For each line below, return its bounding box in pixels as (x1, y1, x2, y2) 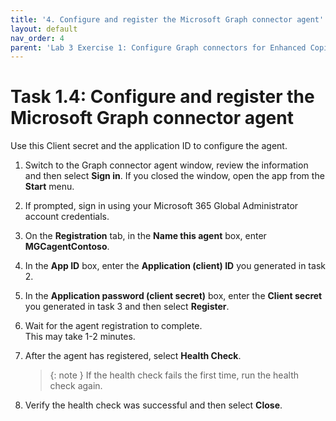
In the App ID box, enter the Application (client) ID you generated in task (24, 260, 326, 272)
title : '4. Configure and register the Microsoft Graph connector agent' (10, 14, 325, 25)
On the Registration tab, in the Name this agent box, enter (24, 230, 267, 242)
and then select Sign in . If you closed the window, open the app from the (24, 170, 325, 182)
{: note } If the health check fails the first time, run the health (49, 369, 299, 381)
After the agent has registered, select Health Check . (24, 350, 242, 362)
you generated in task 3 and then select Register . (24, 301, 230, 313)
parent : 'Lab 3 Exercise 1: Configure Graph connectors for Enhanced (10, 42, 307, 53)
